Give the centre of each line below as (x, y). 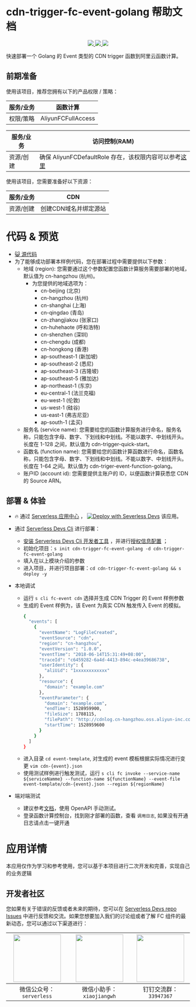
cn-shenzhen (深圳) (64, 334)
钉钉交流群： (160, 989)
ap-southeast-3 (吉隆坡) (70, 371)
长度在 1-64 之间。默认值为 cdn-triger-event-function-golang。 (99, 466)
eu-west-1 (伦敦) (60, 400)
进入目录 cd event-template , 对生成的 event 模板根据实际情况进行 (102, 758)
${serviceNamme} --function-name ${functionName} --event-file (102, 779)
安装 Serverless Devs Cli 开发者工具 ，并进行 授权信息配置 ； (95, 541)
